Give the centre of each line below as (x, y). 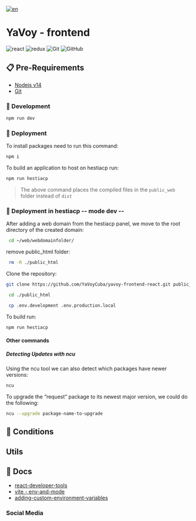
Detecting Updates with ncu (41, 354)
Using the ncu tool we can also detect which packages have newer (87, 369)
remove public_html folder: (38, 252)
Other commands (28, 341)
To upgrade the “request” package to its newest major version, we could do (97, 397)
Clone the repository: (32, 274)
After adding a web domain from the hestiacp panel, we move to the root (93, 224)
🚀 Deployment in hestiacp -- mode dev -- (65, 211)
